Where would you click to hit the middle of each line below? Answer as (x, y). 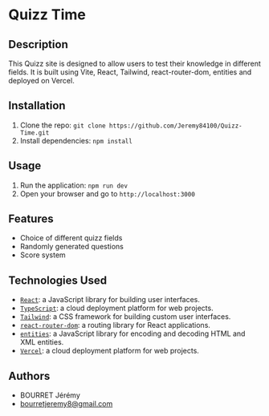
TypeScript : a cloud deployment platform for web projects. (117, 308)
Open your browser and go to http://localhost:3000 (107, 193)
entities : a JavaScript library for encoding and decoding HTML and (132, 333)
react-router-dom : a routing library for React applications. (115, 325)
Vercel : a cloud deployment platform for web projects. (109, 351)
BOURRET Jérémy (50, 395)
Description (38, 44)
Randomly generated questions (72, 247)
